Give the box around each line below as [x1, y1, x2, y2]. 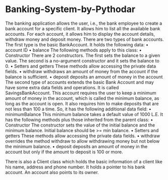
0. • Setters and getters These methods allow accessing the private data [5, 63, 156, 69]
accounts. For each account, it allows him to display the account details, [5, 31, 155, 37]
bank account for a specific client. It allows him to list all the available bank [5, 25, 160, 31]
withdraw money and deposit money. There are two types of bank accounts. [5, 36, 164, 42]
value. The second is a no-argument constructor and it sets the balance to [5, 57, 160, 64]
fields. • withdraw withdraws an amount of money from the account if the [5, 68, 158, 74]
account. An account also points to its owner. [5, 169, 99, 175]
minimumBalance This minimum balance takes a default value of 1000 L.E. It [5, 111, 163, 117]
